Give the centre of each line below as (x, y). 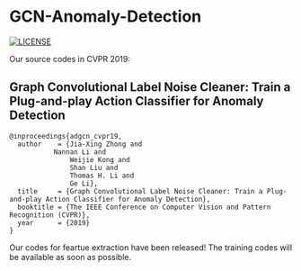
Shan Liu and (94, 167)
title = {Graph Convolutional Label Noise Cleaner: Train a (140, 191)
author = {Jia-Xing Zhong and (80, 144)
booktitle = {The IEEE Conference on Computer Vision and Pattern (144, 207)
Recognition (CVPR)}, (50, 215)
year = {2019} (54, 222)
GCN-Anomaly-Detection (106, 17)
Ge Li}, (84, 183)
